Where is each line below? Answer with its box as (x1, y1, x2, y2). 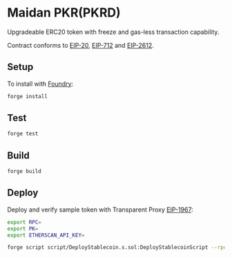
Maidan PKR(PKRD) (7, 5, 121, 21)
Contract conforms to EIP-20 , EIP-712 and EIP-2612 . (7, 41, 154, 49)
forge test (7, 130, 39, 138)
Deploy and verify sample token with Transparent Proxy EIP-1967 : (7, 205, 193, 214)
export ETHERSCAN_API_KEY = (7, 232, 85, 239)
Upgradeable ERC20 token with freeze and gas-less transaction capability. (7, 28, 220, 36)
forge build (7, 168, 41, 175)
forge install (7, 93, 48, 100)
